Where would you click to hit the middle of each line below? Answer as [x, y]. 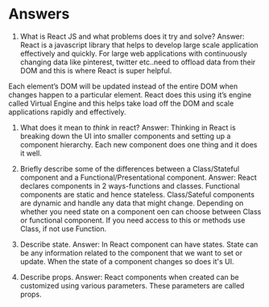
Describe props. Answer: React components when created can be [129, 277]
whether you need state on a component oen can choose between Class [141, 211]
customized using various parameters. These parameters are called [132, 285]
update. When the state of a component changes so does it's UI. [127, 261]
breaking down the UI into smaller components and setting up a [125, 136]
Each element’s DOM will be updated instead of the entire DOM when [123, 86]
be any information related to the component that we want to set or [131, 253]
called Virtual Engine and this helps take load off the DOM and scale [121, 103]
